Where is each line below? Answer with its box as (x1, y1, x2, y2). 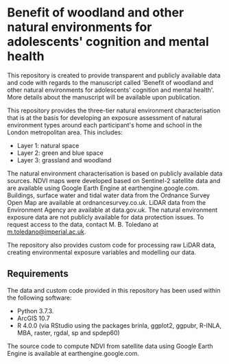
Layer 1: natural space (16, 141, 80, 149)
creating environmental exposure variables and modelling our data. (7, 248, 197, 256)
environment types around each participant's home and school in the (7, 121, 202, 129)
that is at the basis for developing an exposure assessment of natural (7, 113, 202, 121)
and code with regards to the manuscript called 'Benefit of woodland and (7, 78, 214, 86)
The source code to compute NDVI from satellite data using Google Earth (7, 341, 214, 350)
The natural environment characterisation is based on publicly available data (7, 169, 223, 178)
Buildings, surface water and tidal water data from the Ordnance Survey (7, 191, 210, 199)
